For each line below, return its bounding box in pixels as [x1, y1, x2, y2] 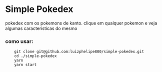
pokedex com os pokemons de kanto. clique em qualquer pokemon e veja [5, 20, 157, 26]
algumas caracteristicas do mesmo [5, 25, 77, 31]
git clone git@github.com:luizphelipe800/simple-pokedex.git [14, 49, 144, 54]
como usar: [5, 37, 33, 44]
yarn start [14, 62, 37, 67]
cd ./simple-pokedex [14, 53, 57, 58]
